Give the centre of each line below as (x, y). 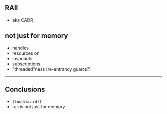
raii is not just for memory (39, 107)
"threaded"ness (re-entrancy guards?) (52, 69)
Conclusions (25, 89)
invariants (22, 58)
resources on (26, 53)
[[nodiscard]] (27, 102)
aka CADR (23, 20)
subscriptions (26, 64)
